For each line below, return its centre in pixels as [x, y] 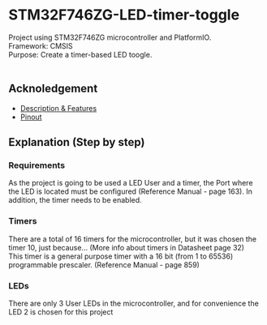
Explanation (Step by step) [77, 142]
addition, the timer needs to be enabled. [75, 200]
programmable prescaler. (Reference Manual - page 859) [104, 264]
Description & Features [58, 108]
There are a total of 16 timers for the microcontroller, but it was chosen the [133, 239]
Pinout [31, 117]
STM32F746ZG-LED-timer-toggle [124, 15]
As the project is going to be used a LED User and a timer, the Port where [131, 183]
